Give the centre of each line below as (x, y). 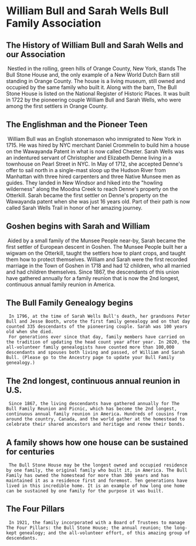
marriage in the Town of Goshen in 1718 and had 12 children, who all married (98, 265)
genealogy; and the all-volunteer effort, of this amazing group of (105, 533)
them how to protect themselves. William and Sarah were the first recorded (97, 259)
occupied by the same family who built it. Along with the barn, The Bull (92, 87)
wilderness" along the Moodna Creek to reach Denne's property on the (92, 189)
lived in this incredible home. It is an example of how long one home (95, 486)
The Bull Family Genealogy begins (70, 303)
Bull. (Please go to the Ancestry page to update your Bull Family (90, 358)
